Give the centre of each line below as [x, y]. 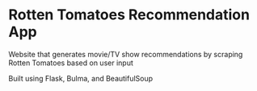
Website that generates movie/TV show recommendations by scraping [126, 54]
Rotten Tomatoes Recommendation [129, 15]
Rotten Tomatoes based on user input [71, 63]
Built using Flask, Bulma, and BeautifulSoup [81, 78]
